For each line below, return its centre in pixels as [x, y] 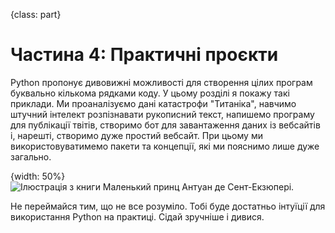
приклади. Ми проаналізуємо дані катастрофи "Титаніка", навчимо [153, 103]
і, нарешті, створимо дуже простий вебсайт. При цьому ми [136, 135]
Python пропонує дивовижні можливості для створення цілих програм [161, 82]
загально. [31, 156]
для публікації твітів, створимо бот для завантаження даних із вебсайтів [165, 125]
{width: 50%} [38, 176]
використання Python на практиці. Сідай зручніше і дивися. [137, 216]
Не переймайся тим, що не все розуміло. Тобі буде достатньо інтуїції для [168, 206]
